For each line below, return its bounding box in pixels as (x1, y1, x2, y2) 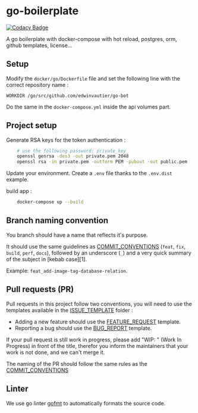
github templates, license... (6, 42, 73, 49)
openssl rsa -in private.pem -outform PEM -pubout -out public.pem (17, 159, 187, 165)
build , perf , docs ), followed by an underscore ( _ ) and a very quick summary (6, 249, 191, 256)
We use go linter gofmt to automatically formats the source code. (6, 399, 166, 406)
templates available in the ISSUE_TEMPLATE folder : (6, 306, 133, 313)
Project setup (6, 120, 58, 131)
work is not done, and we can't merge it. (6, 349, 105, 356)
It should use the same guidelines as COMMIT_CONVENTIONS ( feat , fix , (6, 243, 186, 250)
